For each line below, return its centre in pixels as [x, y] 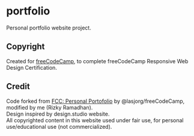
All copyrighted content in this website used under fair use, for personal [95, 120]
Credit [18, 86]
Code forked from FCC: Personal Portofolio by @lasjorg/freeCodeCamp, [95, 101]
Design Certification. [32, 67]
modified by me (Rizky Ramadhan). [50, 107]
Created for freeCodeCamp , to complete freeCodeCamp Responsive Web [97, 61]
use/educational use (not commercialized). [59, 126]
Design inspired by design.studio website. [58, 114]
